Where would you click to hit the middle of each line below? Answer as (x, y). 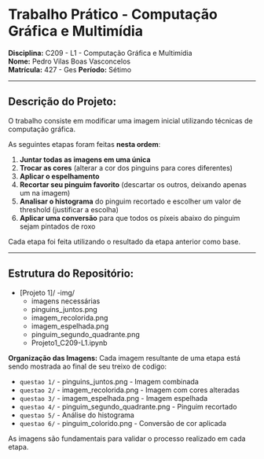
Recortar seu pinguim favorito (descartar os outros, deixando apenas (133, 184)
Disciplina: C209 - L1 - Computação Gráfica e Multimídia (100, 53)
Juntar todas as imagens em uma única (85, 160)
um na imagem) (45, 193)
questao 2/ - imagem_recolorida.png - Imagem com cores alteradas (129, 390)
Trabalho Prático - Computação (113, 15)
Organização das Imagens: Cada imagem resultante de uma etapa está (125, 358)
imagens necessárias (66, 301)
